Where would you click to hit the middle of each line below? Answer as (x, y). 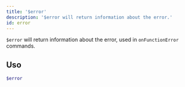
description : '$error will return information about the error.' (89, 17)
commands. (21, 46)
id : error (19, 23)
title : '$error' (26, 12)
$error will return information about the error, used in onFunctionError (92, 40)
